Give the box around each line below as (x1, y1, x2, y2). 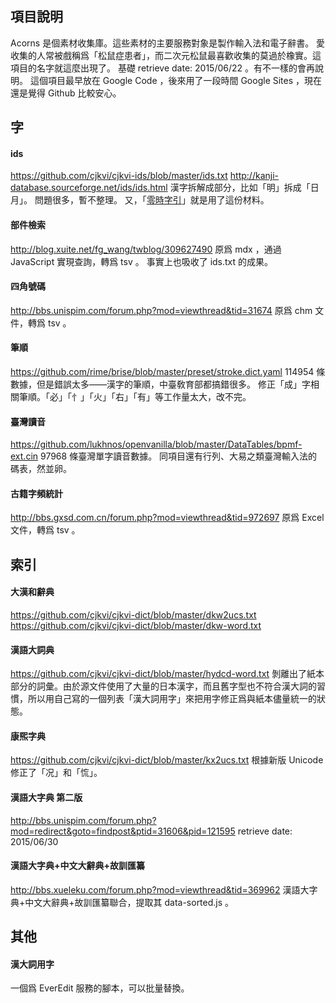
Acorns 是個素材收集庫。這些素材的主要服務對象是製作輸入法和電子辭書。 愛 (10, 37, 326, 49)
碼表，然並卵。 (10, 463, 72, 475)
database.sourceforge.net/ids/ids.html (10, 182, 168, 194)
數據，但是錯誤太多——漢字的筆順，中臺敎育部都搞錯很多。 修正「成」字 (10, 378, 311, 391)
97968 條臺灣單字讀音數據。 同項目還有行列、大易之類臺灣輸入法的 (39, 450, 318, 462)
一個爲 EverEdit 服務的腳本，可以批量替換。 (10, 982, 190, 994)
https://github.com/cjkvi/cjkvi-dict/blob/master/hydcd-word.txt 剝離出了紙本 (10, 668, 325, 680)
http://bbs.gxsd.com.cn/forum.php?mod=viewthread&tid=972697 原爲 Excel (10, 512, 325, 524)
